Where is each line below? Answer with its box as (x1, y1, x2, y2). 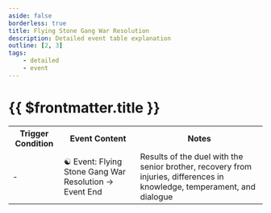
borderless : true (8, 19, 67, 27)
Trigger (19, 128, 49, 139)
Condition (15, 137, 54, 149)
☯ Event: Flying (63, 156, 123, 167)
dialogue (140, 190, 173, 202)
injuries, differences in (140, 170, 224, 182)
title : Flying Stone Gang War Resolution (8, 27, 150, 35)
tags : (8, 49, 27, 57)
